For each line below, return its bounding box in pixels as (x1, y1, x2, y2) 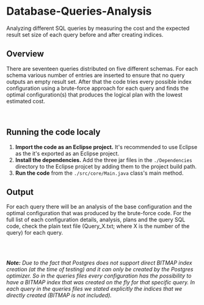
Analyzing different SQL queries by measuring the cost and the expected (6, 24, 190, 32)
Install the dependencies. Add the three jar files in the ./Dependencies (15, 156, 192, 163)
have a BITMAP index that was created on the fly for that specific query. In (6, 279, 195, 286)
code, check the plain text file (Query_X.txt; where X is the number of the (6, 222, 190, 230)
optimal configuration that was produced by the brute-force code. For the (6, 210, 191, 217)
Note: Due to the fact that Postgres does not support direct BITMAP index (6, 259, 192, 266)
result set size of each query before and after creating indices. (6, 31, 164, 38)
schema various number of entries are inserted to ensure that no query (6, 72, 185, 79)
